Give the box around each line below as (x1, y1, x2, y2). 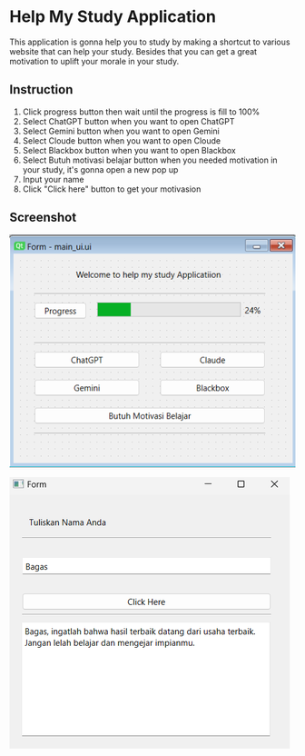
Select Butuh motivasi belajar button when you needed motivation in (22, 154, 279, 165)
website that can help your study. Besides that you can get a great (9, 45, 257, 56)
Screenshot (9, 210, 77, 225)
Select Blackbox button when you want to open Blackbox (22, 144, 236, 155)
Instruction (9, 82, 74, 97)
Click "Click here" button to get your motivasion (22, 184, 202, 194)
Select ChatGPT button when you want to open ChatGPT (22, 115, 235, 126)
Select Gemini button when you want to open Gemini (22, 125, 220, 136)
